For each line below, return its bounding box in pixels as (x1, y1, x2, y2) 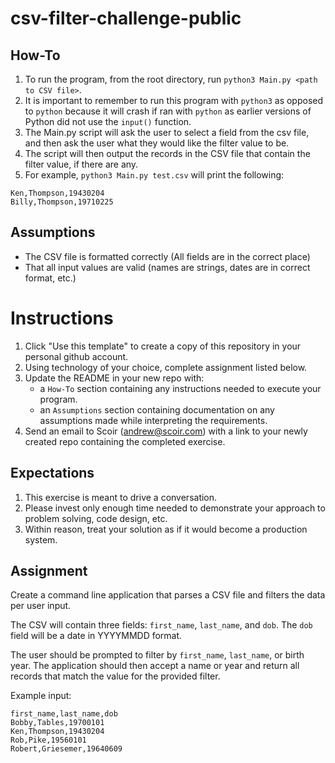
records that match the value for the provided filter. (10, 670, 221, 682)
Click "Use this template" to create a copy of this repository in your (24, 340, 302, 352)
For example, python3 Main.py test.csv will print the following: (24, 169, 285, 181)
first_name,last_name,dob (10, 709, 118, 719)
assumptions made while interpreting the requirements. (39, 414, 268, 426)
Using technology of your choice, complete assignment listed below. (24, 361, 308, 373)
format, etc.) (24, 272, 77, 284)
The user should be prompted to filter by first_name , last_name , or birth (10, 649, 305, 661)
